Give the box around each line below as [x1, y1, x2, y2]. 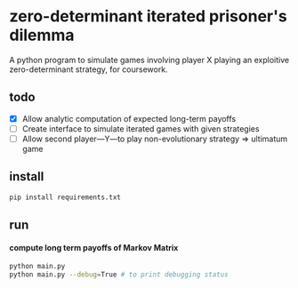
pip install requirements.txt [9, 193, 122, 202]
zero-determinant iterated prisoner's [9, 6, 287, 27]
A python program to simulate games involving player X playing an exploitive [9, 54, 290, 65]
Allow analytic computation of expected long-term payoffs [21, 113, 237, 124]
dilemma [9, 25, 75, 45]
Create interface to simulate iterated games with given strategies [21, 123, 260, 134]
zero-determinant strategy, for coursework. [9, 64, 168, 75]
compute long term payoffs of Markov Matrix [9, 242, 179, 252]
